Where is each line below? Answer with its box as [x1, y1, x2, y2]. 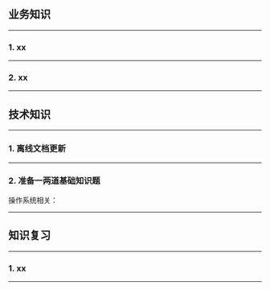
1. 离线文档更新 [8, 143, 67, 155]
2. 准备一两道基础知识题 [8, 176, 100, 187]
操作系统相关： [8, 195, 58, 205]
